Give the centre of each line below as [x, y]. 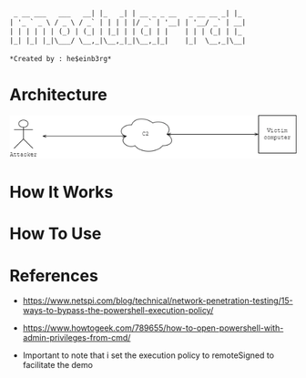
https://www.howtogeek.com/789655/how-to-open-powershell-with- [153, 328]
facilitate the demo [58, 365]
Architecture [58, 95]
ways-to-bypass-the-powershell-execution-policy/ [118, 311]
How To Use [56, 234]
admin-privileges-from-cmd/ [76, 338]
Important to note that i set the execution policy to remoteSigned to [148, 355]
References [54, 276]
